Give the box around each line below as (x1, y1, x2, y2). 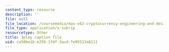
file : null (5, 16, 28, 21)
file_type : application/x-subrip (5, 26, 75, 31)
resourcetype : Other (5, 30, 49, 35)
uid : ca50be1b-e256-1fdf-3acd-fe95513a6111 (5, 40, 98, 45)
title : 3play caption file (5, 35, 62, 40)
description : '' (5, 12, 39, 17)
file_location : (5, 21, 37, 26)
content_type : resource (5, 7, 55, 12)
